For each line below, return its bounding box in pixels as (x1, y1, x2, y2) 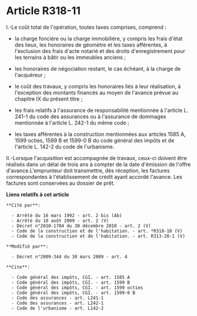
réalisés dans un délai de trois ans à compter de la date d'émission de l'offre (6, 161, 191, 168)
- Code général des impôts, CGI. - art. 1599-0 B (11, 290, 135, 295)
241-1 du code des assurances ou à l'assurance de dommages (14, 113, 166, 120)
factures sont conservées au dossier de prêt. (6, 179, 115, 187)
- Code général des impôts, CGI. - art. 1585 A (11, 274, 131, 280)
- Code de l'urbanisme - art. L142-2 (11, 305, 104, 311)
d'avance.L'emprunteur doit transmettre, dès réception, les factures (6, 167, 170, 174)
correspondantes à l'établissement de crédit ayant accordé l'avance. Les (6, 173, 182, 180)
